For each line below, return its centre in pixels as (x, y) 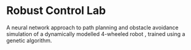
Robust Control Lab (56, 11)
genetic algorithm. (29, 40)
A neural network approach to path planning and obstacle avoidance (92, 27)
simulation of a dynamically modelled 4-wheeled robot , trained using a (96, 34)
